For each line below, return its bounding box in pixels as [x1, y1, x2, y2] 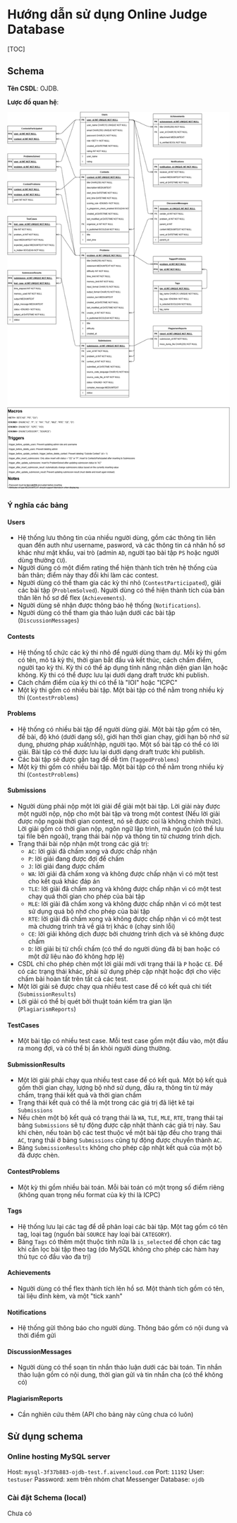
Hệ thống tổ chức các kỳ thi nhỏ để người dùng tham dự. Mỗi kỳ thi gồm [17, 648, 227, 657]
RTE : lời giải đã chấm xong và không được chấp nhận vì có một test [28, 915, 221, 923]
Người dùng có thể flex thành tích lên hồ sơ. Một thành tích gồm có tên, [17, 1284, 224, 1293]
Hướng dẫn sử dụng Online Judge [7, 6, 208, 23]
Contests [7, 632, 35, 640]
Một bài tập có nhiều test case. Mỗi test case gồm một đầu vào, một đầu [17, 1037, 229, 1045]
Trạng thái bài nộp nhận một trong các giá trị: [17, 839, 150, 847]
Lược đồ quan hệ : [7, 98, 59, 106]
